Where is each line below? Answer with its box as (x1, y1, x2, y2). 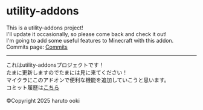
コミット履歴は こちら (6, 84, 59, 91)
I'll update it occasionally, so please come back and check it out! (6, 30, 167, 37)
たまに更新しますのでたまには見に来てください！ (6, 69, 128, 76)
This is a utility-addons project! (6, 24, 83, 31)
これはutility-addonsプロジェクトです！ (6, 61, 105, 69)
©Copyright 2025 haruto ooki (6, 97, 80, 104)
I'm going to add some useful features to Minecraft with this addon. (6, 37, 174, 44)
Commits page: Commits (6, 43, 68, 50)
